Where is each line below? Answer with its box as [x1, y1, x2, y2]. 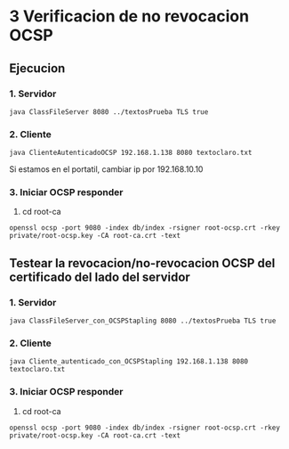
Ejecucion [9, 61, 66, 76]
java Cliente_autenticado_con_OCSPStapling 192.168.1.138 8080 [9, 357, 249, 366]
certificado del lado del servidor [9, 269, 191, 284]
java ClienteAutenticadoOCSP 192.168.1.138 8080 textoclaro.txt [9, 149, 253, 158]
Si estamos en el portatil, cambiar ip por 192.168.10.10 [9, 164, 204, 175]
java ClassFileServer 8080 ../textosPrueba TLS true [9, 107, 209, 117]
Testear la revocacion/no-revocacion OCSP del [9, 256, 276, 271]
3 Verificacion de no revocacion [9, 6, 250, 27]
